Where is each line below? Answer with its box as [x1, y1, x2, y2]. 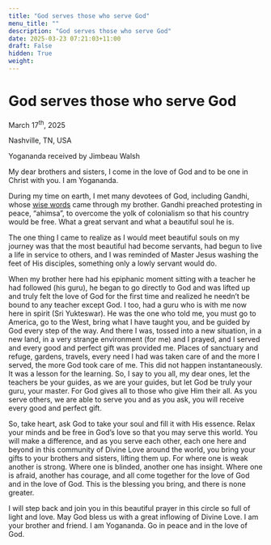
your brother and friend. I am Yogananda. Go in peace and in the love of [8, 521, 248, 530]
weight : [8, 57, 35, 66]
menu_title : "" [8, 19, 60, 28]
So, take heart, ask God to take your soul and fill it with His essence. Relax [8, 419, 256, 429]
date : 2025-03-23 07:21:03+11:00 [8, 34, 121, 43]
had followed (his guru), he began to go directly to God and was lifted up [8, 283, 251, 292]
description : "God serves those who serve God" [8, 27, 172, 35]
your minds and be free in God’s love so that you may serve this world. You [8, 428, 258, 437]
